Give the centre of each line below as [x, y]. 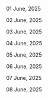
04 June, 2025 [24, 43]
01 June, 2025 [24, 9]
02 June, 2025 [24, 20]
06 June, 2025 [24, 66]
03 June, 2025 [24, 32]
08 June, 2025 [24, 89]
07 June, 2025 [24, 78]
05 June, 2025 [24, 55]
